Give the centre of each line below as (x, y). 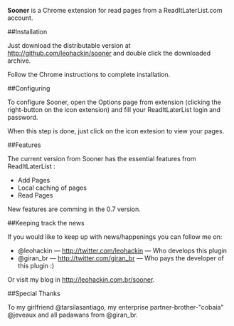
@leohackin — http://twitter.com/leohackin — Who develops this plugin (122, 250)
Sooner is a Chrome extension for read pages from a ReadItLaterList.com (115, 10)
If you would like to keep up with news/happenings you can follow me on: (115, 237)
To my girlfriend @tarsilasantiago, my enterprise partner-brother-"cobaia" (116, 307)
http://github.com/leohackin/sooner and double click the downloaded (109, 53)
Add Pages (34, 180)
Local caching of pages (52, 188)
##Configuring (29, 88)
